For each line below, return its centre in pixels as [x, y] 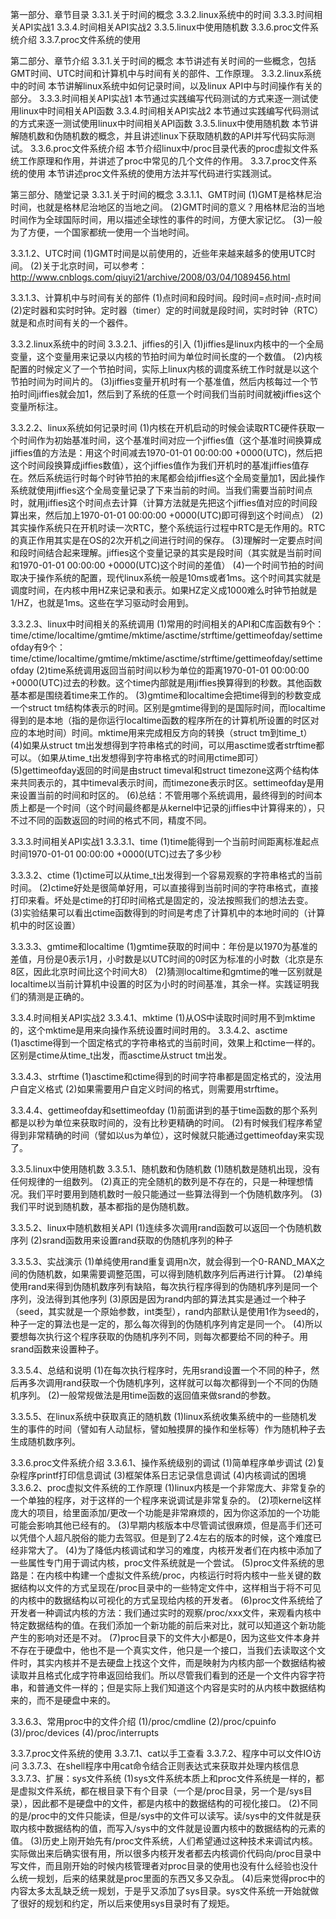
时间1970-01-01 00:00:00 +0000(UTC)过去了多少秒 [116, 854]
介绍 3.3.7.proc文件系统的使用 [80, 39]
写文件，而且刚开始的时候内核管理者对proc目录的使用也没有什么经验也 [156, 1866]
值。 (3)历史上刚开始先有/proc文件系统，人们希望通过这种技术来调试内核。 [164, 1841]
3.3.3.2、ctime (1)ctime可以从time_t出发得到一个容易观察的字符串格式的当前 [166, 875]
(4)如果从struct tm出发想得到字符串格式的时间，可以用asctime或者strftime [163, 745]
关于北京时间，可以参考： [94, 266]
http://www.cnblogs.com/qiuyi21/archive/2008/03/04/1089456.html [150, 277]
